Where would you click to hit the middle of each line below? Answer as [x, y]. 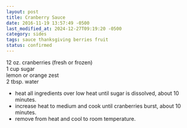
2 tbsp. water [22, 81]
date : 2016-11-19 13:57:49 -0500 [48, 23]
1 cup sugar [20, 69]
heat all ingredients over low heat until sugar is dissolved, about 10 [97, 93]
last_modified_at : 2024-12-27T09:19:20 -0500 [64, 29]
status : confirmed [29, 46]
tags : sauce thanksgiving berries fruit [58, 40]
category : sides [26, 34]
